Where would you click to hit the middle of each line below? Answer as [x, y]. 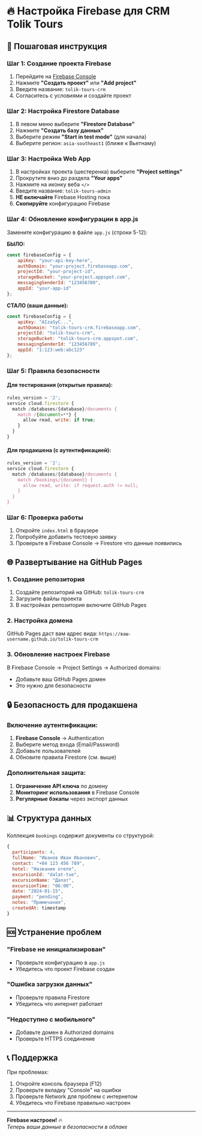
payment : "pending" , [38, 897]
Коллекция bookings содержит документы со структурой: [81, 836]
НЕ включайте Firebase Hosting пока [63, 197]
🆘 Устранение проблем [54, 932]
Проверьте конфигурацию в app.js [60, 962]
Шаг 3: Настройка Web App [49, 159]
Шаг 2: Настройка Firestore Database [63, 111]
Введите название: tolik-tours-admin [63, 191]
